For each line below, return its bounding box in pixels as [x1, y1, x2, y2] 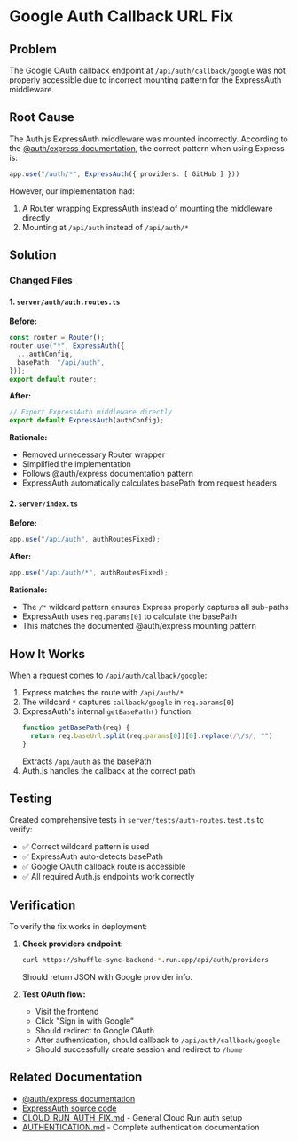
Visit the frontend [35, 1007, 99, 1017]
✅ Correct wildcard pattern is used [21, 841, 150, 852]
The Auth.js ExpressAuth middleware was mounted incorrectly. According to [9, 133, 288, 144]
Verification [9, 897, 76, 912]
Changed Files [9, 274, 73, 286]
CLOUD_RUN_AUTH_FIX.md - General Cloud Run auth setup [21, 1112, 243, 1122]
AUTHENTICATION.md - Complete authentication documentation [21, 1121, 260, 1132]
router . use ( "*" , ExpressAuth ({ [9, 341, 125, 350]
